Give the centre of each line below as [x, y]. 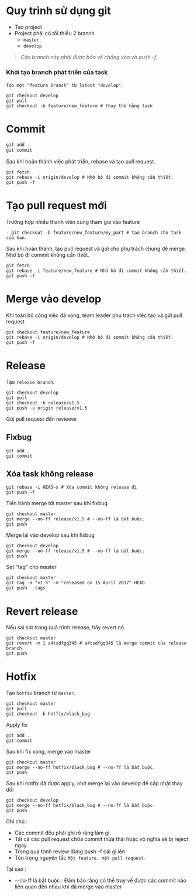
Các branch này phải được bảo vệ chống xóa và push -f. [89, 57]
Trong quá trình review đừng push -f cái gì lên [70, 851]
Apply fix [17, 725]
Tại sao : [16, 869]
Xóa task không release [50, 474]
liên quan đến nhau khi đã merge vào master [68, 887]
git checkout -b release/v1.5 [43, 403]
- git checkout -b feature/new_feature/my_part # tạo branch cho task [94, 233]
